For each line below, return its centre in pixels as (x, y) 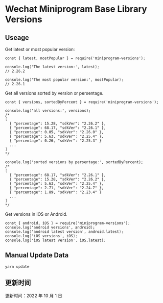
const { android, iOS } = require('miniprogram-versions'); (68, 223)
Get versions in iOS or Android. (36, 214)
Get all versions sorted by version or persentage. (54, 93)
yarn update (17, 266)
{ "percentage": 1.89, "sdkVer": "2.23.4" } (56, 192)
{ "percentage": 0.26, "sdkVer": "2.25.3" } (56, 141)
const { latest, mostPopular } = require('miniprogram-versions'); (75, 58)
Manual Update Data (37, 255)
